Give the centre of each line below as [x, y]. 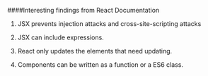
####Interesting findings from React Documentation [83, 10]
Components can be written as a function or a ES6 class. [100, 65]
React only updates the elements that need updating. [95, 51]
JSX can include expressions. [60, 37]
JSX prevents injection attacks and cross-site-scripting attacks [109, 24]
